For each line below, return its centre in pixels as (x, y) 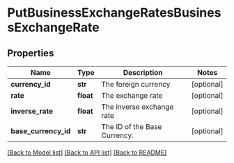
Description (143, 72)
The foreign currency (135, 84)
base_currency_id (41, 131)
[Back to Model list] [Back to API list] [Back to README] (87, 153)
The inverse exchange (137, 107)
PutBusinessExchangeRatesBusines (114, 13)
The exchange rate (132, 95)
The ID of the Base (131, 127)
